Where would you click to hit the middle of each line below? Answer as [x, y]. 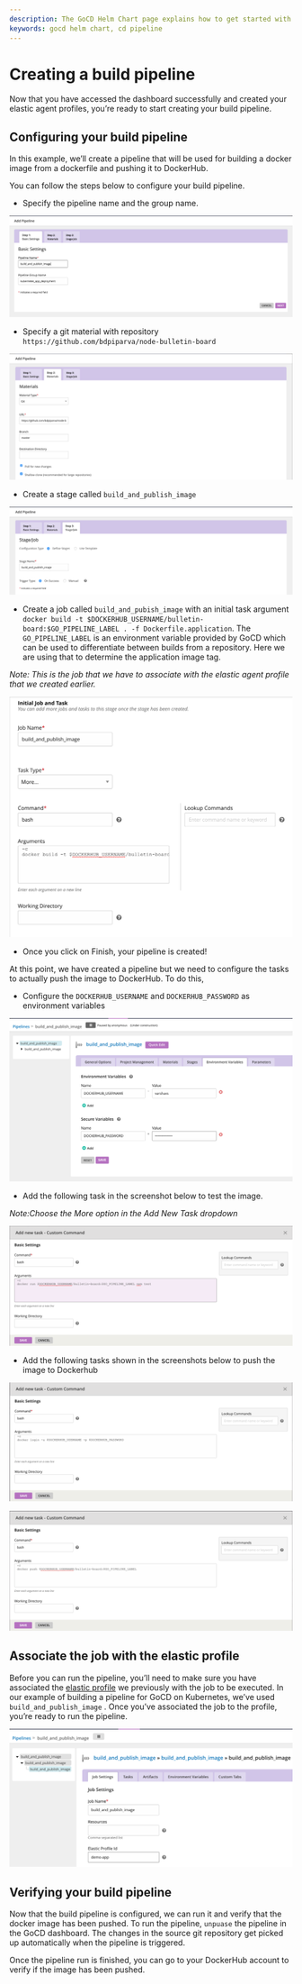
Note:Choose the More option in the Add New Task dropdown [124, 1214]
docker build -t [53, 619]
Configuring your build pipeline [98, 137]
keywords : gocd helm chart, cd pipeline [86, 28]
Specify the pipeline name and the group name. [111, 204]
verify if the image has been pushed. [77, 1970]
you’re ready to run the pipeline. [69, 1716]
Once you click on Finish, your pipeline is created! [115, 951]
